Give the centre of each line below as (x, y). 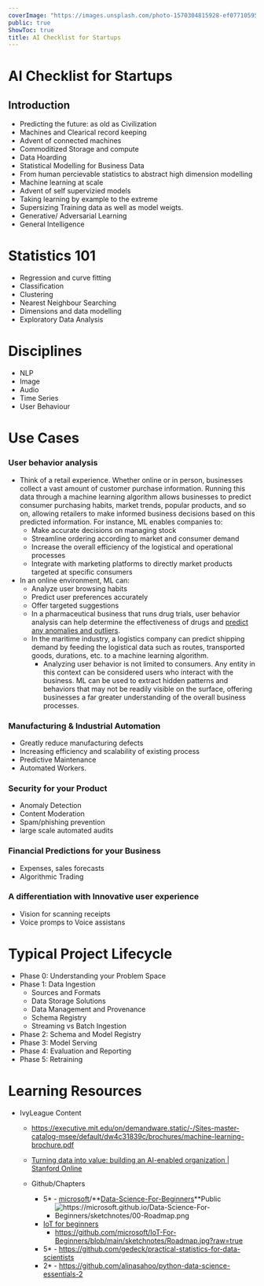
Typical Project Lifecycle (90, 954)
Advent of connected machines (70, 141)
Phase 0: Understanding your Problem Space (93, 976)
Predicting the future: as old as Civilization (88, 124)
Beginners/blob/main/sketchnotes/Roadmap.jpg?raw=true (149, 1240)
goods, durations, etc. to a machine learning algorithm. (120, 655)
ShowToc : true (31, 30)
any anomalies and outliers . (75, 630)
